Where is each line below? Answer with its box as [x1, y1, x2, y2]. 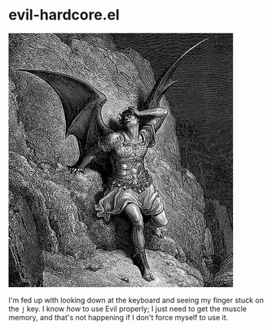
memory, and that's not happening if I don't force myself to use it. [8, 312, 229, 322]
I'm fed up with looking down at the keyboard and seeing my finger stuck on [8, 295, 265, 305]
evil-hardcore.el [8, 6, 120, 24]
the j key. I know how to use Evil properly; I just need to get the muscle [8, 303, 247, 314]
